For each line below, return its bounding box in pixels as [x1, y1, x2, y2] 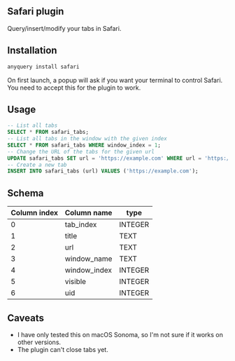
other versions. [17, 338, 62, 346]
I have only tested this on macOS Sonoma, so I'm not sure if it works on [17, 330, 224, 339]
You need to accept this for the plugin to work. [7, 83, 141, 92]
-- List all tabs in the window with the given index [7, 135, 168, 142]
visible [64, 277, 86, 287]
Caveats [7, 312, 44, 324]
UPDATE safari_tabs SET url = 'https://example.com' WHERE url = [7, 154, 201, 162]
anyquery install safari [7, 63, 80, 70]
